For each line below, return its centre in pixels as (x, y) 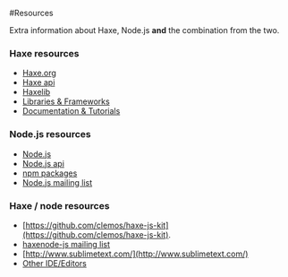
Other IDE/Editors (54, 263)
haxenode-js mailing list (66, 244)
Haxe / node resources (59, 205)
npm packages (50, 173)
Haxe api (38, 82)
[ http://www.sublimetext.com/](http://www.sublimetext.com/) (135, 254)
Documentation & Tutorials (71, 111)
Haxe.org (39, 73)
